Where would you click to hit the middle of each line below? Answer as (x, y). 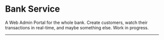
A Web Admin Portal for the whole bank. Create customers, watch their (76, 22)
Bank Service (32, 9)
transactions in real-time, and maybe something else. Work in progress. (77, 27)
